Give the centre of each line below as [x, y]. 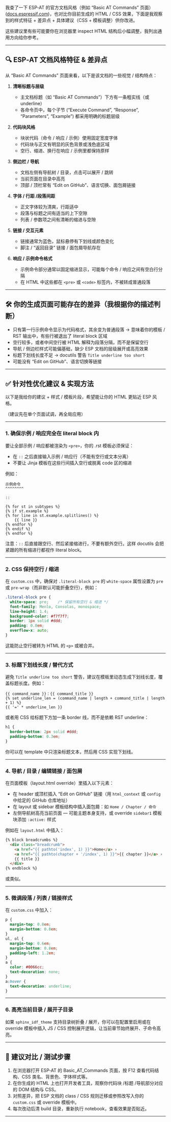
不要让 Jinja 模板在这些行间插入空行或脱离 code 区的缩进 [72, 463]
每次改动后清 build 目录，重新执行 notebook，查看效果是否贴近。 [81, 1108]
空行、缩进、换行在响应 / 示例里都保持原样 [65, 151]
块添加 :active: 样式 [34, 819]
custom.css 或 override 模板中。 [46, 1102]
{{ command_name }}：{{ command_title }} [49, 694]
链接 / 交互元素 [28, 230]
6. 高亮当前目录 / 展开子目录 [39, 1010]
